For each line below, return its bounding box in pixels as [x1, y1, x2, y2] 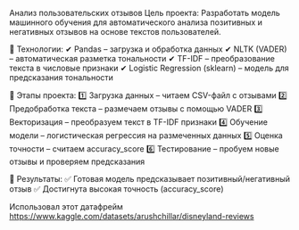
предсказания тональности [9, 72, 114, 83]
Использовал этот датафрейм [9, 201, 123, 212]
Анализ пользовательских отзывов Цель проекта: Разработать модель [9, 8, 281, 18]
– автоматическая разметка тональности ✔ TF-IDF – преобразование [9, 53, 275, 63]
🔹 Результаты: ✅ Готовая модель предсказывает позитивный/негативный [9, 174, 291, 184]
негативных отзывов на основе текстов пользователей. [9, 27, 221, 37]
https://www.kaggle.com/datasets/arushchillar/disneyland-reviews [9, 211, 254, 221]
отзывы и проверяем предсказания [9, 156, 145, 167]
